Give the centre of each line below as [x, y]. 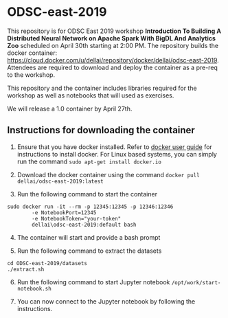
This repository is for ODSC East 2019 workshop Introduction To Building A [114, 31]
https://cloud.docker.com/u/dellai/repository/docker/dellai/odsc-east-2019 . [113, 60]
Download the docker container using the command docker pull [109, 174]
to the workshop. [31, 75]
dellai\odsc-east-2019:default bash [84, 225]
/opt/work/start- [196, 282]
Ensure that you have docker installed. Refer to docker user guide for [115, 147]
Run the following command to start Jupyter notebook [93, 282]
